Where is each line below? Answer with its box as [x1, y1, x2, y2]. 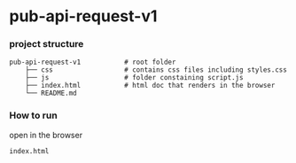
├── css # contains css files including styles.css [25, 66, 288, 74]
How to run [9, 109, 58, 121]
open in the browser [9, 129, 82, 140]
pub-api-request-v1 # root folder [9, 58, 176, 67]
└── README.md [25, 89, 77, 98]
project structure [9, 38, 84, 50]
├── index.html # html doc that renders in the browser [25, 81, 276, 90]
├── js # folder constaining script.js [25, 74, 244, 82]
